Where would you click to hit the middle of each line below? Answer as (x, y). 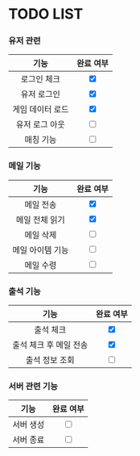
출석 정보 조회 (50, 360)
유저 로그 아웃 (41, 124)
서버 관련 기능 (33, 386)
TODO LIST (46, 14)
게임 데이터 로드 (41, 110)
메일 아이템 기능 (41, 249)
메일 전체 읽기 (41, 220)
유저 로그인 (40, 94)
